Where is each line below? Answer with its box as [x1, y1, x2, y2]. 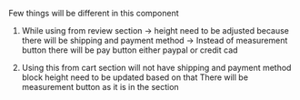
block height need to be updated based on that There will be [21, 72, 249, 83]
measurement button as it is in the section [21, 82, 179, 92]
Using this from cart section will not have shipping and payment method [21, 63, 292, 73]
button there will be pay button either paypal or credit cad [21, 45, 238, 55]
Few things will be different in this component [8, 8, 179, 18]
